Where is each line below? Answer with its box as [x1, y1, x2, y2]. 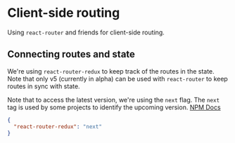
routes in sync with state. [7, 82, 80, 90]
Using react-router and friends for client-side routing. [7, 28, 165, 36]
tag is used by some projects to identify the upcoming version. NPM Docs [7, 103, 221, 111]
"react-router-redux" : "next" [13, 123, 102, 130]
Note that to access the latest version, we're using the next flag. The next [7, 95, 220, 104]
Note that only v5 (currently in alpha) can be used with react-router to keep [7, 74, 229, 83]
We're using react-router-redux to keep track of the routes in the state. [7, 67, 215, 75]
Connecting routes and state [7, 48, 136, 60]
